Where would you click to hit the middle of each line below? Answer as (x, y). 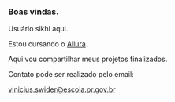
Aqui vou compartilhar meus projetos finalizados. (88, 59)
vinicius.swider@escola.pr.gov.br (62, 89)
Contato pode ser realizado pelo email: (71, 75)
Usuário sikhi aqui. (38, 29)
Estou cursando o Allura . (48, 44)
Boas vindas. (34, 12)
